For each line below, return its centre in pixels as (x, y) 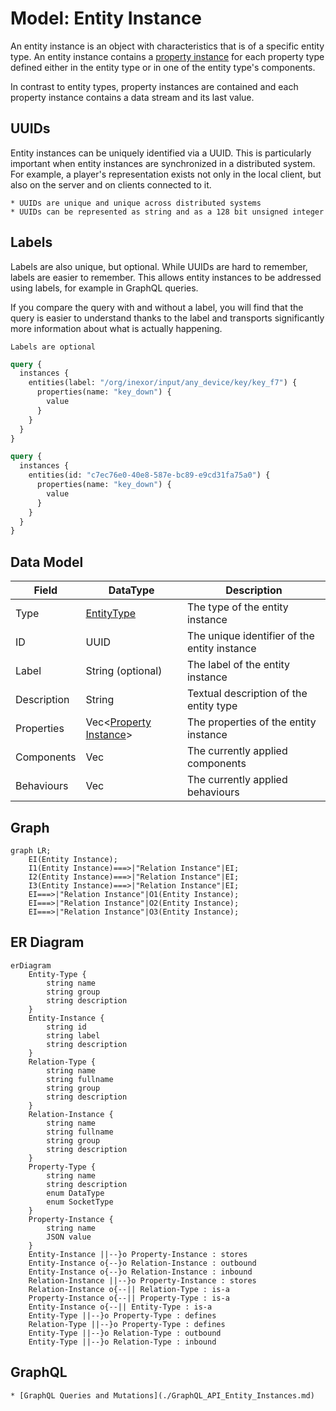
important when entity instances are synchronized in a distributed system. (163, 163)
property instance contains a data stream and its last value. (132, 97)
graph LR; (31, 850)
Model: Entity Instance (106, 18)
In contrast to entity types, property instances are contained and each (154, 86)
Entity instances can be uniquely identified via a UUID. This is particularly (161, 153)
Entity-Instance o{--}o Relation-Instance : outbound (142, 1263)
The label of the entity (238, 665)
